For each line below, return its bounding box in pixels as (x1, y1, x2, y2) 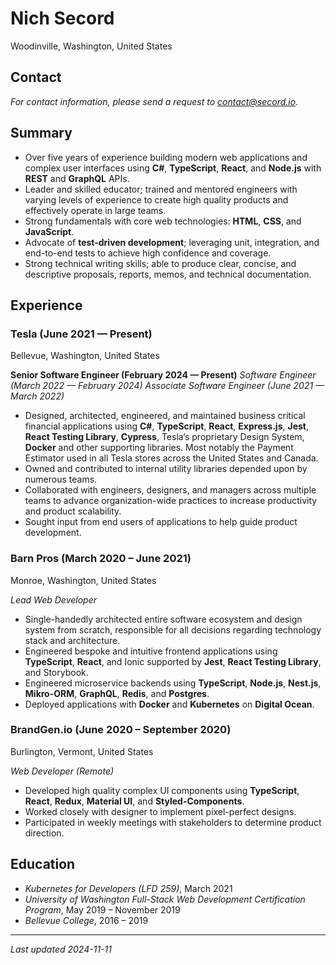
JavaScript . (24, 225, 75, 237)
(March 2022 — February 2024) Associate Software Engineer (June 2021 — (10, 380, 325, 392)
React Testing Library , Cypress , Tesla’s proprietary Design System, (24, 431, 305, 443)
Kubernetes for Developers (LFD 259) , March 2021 (24, 882, 233, 894)
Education (10, 856, 76, 873)
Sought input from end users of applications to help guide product (24, 516, 298, 528)
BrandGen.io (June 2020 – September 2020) (10, 723, 232, 737)
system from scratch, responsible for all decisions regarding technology (24, 623, 322, 636)
